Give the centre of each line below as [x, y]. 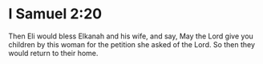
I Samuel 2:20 [55, 14]
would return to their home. [53, 53]
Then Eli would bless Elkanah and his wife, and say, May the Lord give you [131, 36]
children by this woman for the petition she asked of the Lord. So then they [131, 44]
